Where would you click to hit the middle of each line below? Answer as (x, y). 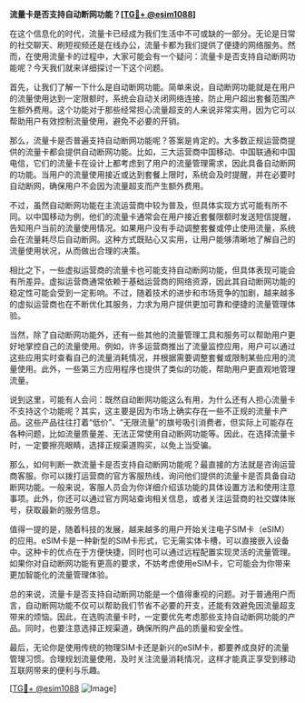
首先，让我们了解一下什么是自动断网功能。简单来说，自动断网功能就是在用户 (152, 87)
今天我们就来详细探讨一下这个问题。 (101, 68)
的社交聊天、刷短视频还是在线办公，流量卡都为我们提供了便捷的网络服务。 (148, 45)
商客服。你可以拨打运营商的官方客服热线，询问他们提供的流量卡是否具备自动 (152, 476)
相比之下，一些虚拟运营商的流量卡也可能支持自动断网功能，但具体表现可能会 (152, 270)
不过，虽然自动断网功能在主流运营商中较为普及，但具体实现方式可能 (137, 205)
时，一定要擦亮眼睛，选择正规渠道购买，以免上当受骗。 (113, 445)
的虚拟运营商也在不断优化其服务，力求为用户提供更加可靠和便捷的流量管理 (148, 304)
